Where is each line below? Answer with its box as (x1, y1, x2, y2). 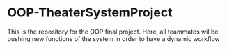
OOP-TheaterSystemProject (7, 5, 173, 21)
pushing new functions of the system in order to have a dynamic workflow (7, 34, 221, 42)
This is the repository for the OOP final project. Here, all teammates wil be (7, 27, 219, 36)
